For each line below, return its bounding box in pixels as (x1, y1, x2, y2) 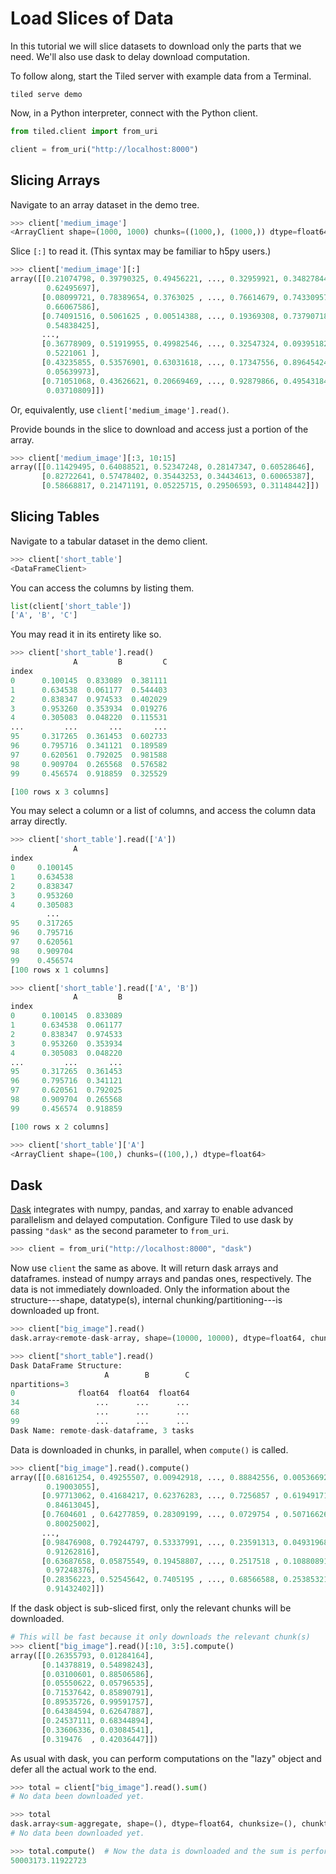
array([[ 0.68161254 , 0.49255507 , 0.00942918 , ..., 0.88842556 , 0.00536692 (10, 1472, 329, 1482)
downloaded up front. (10, 1305, 100, 1317)
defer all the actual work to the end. (10, 1763, 157, 1775)
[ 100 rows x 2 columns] (10, 1122, 110, 1132)
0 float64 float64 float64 (10, 1388, 190, 1399)
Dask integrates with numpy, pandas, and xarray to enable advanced (10, 1203, 294, 1216)
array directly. (10, 815, 68, 827)
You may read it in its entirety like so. (10, 628, 162, 641)
